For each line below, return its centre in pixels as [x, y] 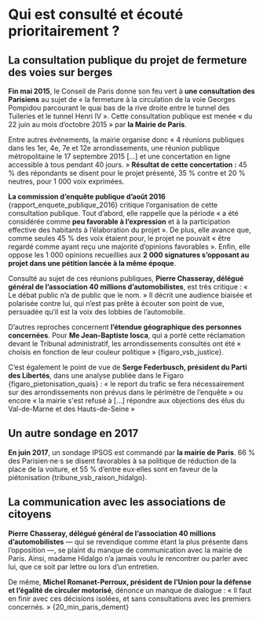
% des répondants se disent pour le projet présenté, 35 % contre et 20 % [127, 173]
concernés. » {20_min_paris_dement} [69, 606]
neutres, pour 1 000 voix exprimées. [66, 181]
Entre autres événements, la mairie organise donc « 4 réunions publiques [126, 140]
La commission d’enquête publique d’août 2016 [87, 197]
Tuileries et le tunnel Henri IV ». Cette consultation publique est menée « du [130, 116]
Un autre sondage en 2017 [73, 433]
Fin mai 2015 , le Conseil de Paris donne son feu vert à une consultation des [131, 91]
